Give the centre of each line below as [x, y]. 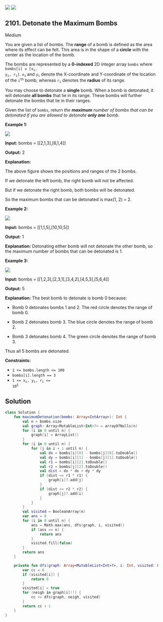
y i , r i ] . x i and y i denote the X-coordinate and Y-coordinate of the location [81, 74]
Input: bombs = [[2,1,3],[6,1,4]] [36, 143]
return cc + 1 [37, 606]
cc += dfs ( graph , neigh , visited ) [66, 597]
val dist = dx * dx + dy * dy [70, 471]
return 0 [40, 579]
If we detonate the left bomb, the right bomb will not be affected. [70, 180]
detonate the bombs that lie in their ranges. [48, 100]
